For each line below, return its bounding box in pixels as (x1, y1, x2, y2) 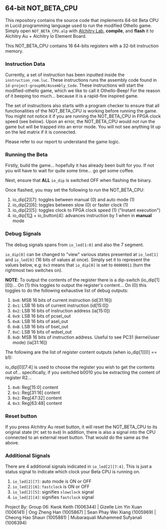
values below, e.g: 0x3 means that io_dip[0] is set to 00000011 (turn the (5, 262, 151, 268)
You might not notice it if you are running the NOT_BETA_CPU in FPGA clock (5, 113, 161, 119)
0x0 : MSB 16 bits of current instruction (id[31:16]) (12, 297, 112, 303)
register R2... (5, 375, 32, 381)
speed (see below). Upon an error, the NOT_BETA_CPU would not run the (5, 119, 156, 125)
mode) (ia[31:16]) (12, 339, 47, 345)
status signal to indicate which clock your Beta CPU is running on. (5, 469, 141, 475)
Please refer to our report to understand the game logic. (5, 139, 120, 145)
